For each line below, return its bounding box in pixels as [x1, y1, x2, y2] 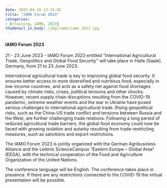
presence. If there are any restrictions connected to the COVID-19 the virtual [5, 172, 162, 178]
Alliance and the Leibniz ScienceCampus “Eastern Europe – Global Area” [5, 146, 155, 152]
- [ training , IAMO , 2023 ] [5, 21, 59, 26]
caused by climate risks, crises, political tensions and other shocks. [5, 88, 144, 95]
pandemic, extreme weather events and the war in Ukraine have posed [5, 99, 151, 105]
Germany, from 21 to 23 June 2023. [5, 63, 78, 69]
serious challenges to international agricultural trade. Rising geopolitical [5, 104, 153, 110]
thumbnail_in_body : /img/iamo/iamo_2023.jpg [5, 26, 99, 31]
